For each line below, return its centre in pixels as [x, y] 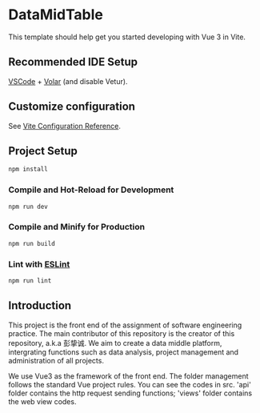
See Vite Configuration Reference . [65, 126]
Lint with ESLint [39, 264]
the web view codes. [42, 401]
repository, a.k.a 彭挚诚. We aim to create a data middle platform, [115, 343]
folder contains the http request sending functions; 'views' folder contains [130, 393]
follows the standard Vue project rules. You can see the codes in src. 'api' [130, 384]
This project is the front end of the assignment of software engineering [125, 325]
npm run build [32, 243]
